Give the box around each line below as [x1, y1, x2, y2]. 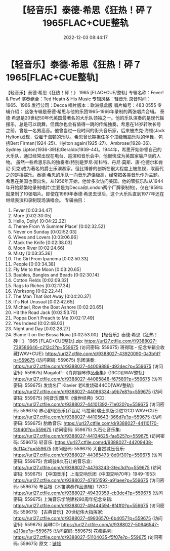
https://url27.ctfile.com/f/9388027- [84, 338, 157, 344]
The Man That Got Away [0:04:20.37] [13, 293, 91, 299]
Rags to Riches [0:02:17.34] [13, 282, 70, 289]
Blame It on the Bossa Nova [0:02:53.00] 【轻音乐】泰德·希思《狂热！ [13, 331, 158, 337]
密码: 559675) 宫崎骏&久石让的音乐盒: [13, 458, 92, 464]
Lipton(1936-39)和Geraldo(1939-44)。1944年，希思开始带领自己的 [22, 146, 162, 152]
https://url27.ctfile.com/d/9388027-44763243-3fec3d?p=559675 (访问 [13, 464, 161, 470]
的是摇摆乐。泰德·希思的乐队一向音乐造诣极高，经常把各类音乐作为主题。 [10, 172, 162, 178]
